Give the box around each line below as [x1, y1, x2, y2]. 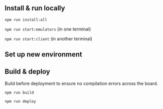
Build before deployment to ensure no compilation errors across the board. [4, 80, 158, 86]
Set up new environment [4, 50, 83, 59]
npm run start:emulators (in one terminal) [4, 26, 91, 32]
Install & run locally [4, 4, 65, 12]
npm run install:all [4, 17, 48, 22]
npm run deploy [4, 99, 36, 104]
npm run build [4, 90, 34, 95]
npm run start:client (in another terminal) [4, 35, 93, 41]
